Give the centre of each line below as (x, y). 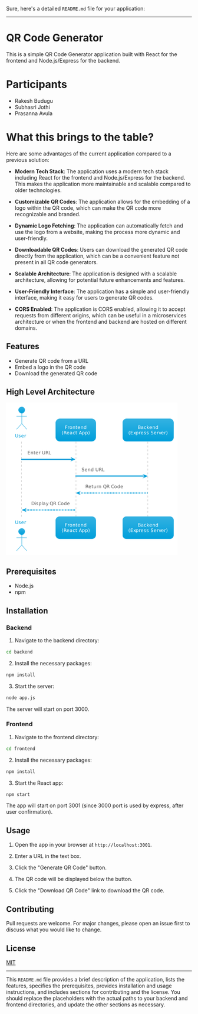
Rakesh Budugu (34, 100)
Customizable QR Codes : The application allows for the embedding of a (102, 201)
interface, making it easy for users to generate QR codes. (84, 297)
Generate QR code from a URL (52, 360)
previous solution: (28, 160)
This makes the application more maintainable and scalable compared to (103, 184)
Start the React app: (39, 783)
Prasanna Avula (34, 113)
